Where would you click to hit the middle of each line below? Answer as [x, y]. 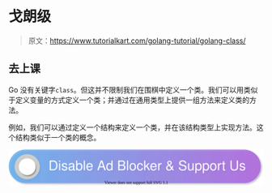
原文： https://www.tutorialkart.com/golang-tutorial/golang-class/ [137, 41]
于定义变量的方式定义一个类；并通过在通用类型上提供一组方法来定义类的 [129, 100]
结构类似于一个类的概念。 [58, 137]
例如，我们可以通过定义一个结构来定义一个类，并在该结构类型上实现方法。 [132, 127]
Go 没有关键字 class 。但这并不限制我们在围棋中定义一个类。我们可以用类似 [133, 89]
